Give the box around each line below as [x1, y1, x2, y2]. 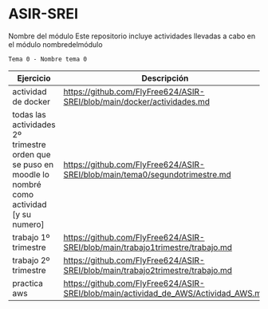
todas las [12, 109, 46, 120]
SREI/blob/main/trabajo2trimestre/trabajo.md [63, 264, 233, 275]
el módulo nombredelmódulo [8, 39, 103, 49]
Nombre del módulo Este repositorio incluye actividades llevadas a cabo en [8, 31, 256, 41]
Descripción [141, 73, 189, 84]
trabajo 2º [12, 255, 50, 266]
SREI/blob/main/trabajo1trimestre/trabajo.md [63, 241, 233, 252]
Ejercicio [17, 73, 51, 84]
